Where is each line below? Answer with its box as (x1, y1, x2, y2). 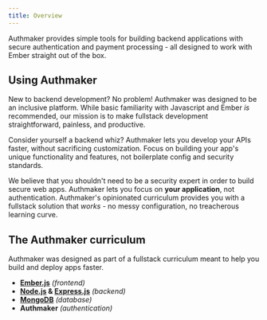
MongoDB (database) (19, 295, 92, 305)
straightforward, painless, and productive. (8, 120, 146, 130)
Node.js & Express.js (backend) (19, 287, 126, 296)
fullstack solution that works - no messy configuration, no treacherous (8, 201, 239, 211)
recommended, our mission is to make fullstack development (8, 111, 209, 121)
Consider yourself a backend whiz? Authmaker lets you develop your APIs (8, 135, 251, 145)
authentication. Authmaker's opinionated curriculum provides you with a (8, 193, 245, 203)
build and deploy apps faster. (8, 263, 104, 272)
